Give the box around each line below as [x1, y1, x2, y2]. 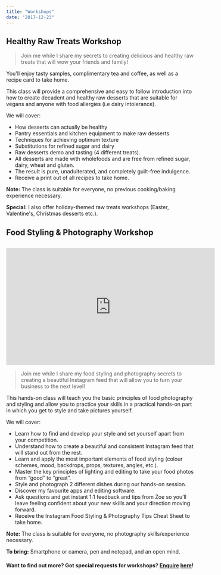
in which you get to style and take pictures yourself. [6, 407, 133, 414]
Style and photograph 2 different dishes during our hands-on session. [14, 481, 186, 488]
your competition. [14, 436, 58, 444]
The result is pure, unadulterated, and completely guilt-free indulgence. [14, 168, 191, 175]
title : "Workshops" [6, 8, 55, 15]
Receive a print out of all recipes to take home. [14, 174, 129, 182]
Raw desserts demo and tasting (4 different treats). [14, 149, 141, 156]
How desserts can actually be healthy [14, 123, 108, 131]
